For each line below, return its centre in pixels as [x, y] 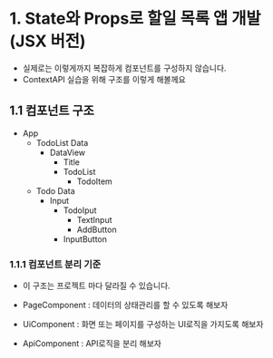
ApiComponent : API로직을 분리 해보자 [92, 343]
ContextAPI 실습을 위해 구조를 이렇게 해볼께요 [104, 79]
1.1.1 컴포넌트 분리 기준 [55, 264]
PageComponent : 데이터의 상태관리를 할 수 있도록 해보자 [125, 305]
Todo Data [55, 190]
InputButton [85, 239]
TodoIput [80, 210]
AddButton [97, 229]
